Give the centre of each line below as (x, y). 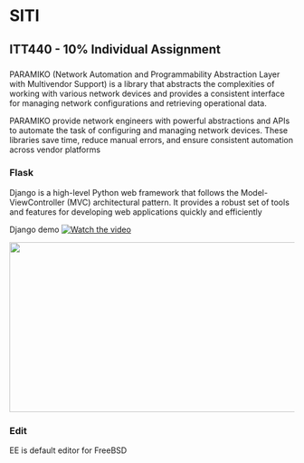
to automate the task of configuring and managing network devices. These (148, 130)
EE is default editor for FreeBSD (68, 450)
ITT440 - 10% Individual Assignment (115, 49)
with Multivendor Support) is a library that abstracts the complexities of (142, 83)
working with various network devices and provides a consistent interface (147, 93)
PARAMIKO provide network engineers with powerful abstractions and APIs (150, 121)
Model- (255, 192)
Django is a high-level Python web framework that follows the (124, 192)
